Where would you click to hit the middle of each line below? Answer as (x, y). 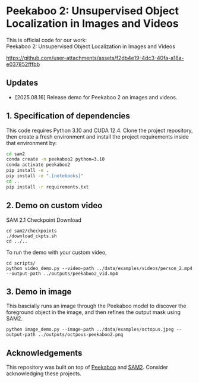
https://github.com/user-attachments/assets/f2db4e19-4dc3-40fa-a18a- (95, 58)
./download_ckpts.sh (32, 236)
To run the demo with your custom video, (56, 252)
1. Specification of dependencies (68, 116)
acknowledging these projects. (44, 373)
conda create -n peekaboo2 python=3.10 (56, 159)
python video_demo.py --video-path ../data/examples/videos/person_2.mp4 (99, 268)
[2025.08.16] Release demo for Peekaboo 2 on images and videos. (96, 97)
